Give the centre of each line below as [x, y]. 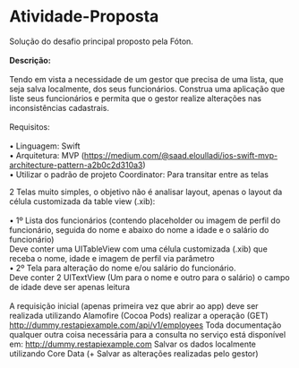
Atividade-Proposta [84, 17]
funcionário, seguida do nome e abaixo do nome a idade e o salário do [139, 229]
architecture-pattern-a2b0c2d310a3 [76, 165]
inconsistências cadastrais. [60, 107]
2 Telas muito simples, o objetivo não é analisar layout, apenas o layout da [146, 192]
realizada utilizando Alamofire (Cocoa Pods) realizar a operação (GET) [139, 315]
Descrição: [30, 60]
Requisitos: [30, 126]
